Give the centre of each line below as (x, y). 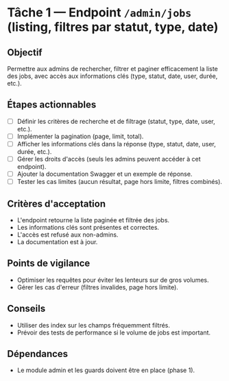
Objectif (25, 52)
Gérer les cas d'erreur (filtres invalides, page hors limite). (97, 287)
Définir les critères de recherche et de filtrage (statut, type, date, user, (116, 121)
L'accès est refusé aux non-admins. (68, 235)
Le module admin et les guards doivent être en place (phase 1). (106, 370)
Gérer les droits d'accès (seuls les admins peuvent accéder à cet (109, 159)
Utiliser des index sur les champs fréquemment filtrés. (93, 325)
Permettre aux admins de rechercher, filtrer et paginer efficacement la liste (112, 69)
